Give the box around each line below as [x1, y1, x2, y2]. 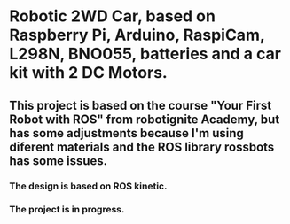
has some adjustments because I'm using [9, 126, 244, 141]
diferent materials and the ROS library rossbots [9, 139, 275, 154]
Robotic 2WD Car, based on [9, 6, 216, 27]
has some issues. [9, 153, 108, 168]
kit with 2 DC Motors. [9, 63, 169, 83]
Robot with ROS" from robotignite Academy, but [9, 112, 280, 127]
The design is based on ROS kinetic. [9, 180, 168, 192]
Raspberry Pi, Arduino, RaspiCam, [9, 25, 265, 45]
